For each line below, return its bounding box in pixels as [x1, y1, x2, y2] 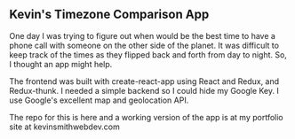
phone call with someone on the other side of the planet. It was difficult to [9, 40, 280, 50]
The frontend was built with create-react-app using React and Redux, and [9, 75, 280, 87]
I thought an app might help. [9, 58, 113, 69]
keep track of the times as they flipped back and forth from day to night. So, [9, 49, 287, 60]
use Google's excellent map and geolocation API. [9, 95, 189, 105]
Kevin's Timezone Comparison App [9, 7, 210, 22]
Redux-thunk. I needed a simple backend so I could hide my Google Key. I [9, 85, 280, 96]
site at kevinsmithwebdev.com [9, 121, 120, 132]
